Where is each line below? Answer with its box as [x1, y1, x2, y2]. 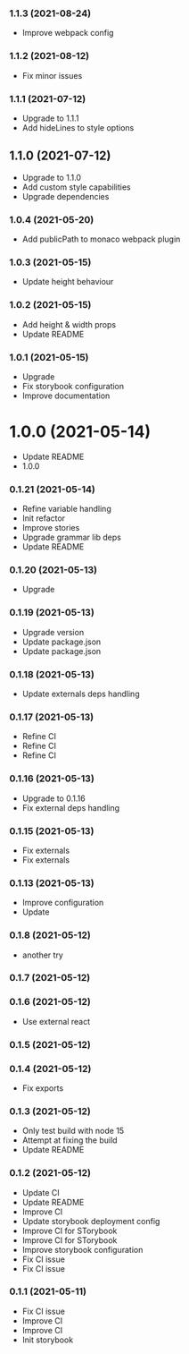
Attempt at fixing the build [21, 1135, 118, 1145]
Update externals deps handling [21, 688, 140, 700]
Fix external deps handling [21, 802, 120, 813]
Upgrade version [21, 626, 85, 637]
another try [21, 950, 64, 960]
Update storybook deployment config [21, 1215, 160, 1226]
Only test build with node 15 [21, 1126, 125, 1137]
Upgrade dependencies [21, 191, 110, 201]
